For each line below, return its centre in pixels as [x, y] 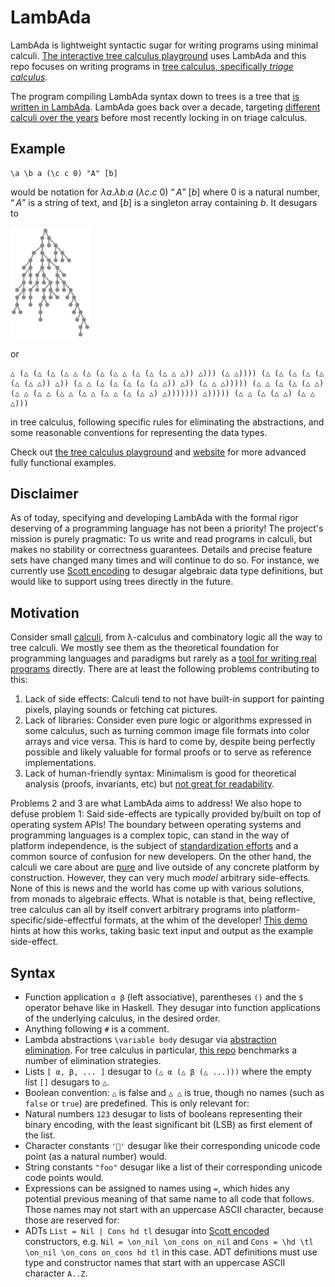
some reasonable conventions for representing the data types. [139, 432]
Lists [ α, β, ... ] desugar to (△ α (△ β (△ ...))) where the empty [168, 1072]
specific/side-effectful [56, 920]
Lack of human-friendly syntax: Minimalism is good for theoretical [160, 773]
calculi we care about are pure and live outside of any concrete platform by [165, 867]
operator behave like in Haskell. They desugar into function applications [172, 1008]
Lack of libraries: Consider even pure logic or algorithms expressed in [168, 720]
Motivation [45, 612]
